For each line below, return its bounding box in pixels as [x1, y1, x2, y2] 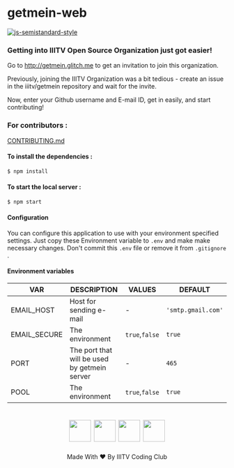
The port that [69, 345, 113, 355]
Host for [69, 296, 96, 306]
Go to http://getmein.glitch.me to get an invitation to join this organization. [7, 61, 219, 70]
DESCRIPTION [70, 285, 118, 294]
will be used [69, 354, 109, 364]
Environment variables [7, 267, 75, 275]
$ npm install [7, 167, 49, 175]
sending [69, 305, 96, 315]
